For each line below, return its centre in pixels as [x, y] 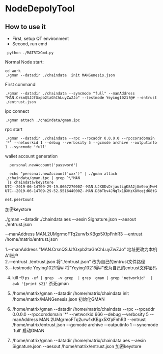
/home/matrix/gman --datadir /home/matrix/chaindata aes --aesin [79, 340]
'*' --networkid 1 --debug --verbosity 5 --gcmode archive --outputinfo [81, 143]
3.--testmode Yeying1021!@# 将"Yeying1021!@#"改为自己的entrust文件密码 [81, 268]
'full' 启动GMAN [28, 331]
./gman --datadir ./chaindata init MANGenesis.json [60, 75]
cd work [13, 71]
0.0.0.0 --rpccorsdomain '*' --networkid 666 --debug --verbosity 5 [80, 314]
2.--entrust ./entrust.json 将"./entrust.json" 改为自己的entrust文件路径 [75, 262]
